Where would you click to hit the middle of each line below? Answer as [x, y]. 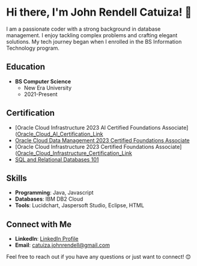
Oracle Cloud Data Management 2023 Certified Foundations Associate [102, 140]
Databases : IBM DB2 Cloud [49, 199]
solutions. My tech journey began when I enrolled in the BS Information [94, 41]
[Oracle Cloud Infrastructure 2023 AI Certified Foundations [88, 127]
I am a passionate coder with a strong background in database [83, 29]
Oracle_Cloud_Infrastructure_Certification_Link [74, 153]
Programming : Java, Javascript [54, 193]
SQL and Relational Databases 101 [57, 159]
